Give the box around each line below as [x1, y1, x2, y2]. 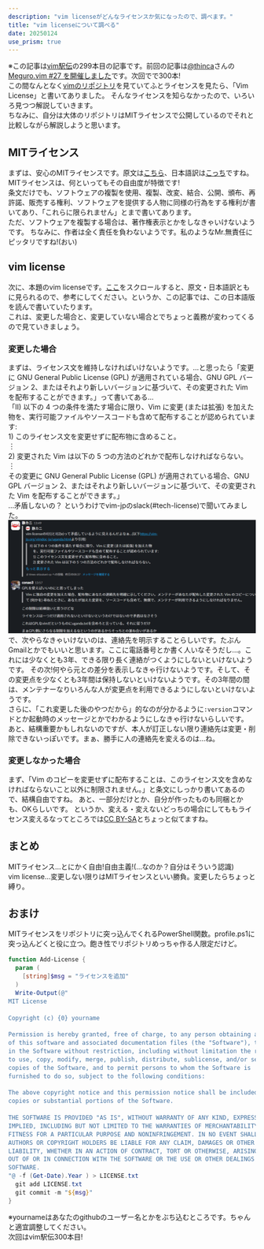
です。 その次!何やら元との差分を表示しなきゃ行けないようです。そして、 [8, 665, 244, 674]
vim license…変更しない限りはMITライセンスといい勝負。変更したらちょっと [8, 871, 256, 881]
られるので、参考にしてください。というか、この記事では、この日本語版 [21, 292, 255, 301]
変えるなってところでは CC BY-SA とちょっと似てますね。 [28, 814, 212, 823]
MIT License [8, 997, 47, 1005]
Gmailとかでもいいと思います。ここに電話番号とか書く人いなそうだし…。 [8, 645, 245, 654]
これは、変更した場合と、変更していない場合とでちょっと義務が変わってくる [8, 311, 255, 321]
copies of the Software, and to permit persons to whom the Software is [8, 1064, 251, 1072]
